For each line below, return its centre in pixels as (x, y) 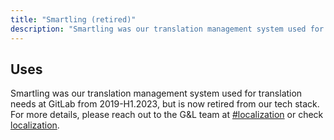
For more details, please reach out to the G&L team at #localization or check (167, 115)
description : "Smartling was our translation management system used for (167, 29)
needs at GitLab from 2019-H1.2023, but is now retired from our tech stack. (165, 104)
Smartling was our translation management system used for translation (156, 93)
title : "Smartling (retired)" (73, 19)
